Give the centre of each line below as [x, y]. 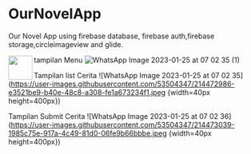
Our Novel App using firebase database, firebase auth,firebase [112, 36]
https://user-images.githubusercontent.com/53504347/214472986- [123, 84]
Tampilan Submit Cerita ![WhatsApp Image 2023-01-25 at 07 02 [113, 116]
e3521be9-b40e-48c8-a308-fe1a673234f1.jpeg [87, 92]
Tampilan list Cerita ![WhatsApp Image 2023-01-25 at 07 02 [132, 75]
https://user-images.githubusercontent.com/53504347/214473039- [123, 124]
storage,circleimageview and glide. [66, 44]
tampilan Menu [58, 60]
